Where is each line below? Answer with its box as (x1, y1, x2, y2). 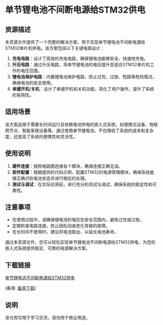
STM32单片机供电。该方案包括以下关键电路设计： (5, 45, 105, 51)
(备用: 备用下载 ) (5, 285, 36, 291)
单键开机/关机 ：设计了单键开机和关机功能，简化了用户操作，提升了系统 (12, 86, 154, 91)
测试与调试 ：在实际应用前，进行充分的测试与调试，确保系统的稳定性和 (12, 181, 153, 187)
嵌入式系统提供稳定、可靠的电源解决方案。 (5, 245, 90, 251)
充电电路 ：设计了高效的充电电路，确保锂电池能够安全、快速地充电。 (12, 55, 148, 61)
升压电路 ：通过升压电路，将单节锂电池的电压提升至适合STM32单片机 (12, 62, 150, 67)
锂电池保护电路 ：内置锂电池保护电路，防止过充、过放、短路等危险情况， (12, 74, 157, 79)
